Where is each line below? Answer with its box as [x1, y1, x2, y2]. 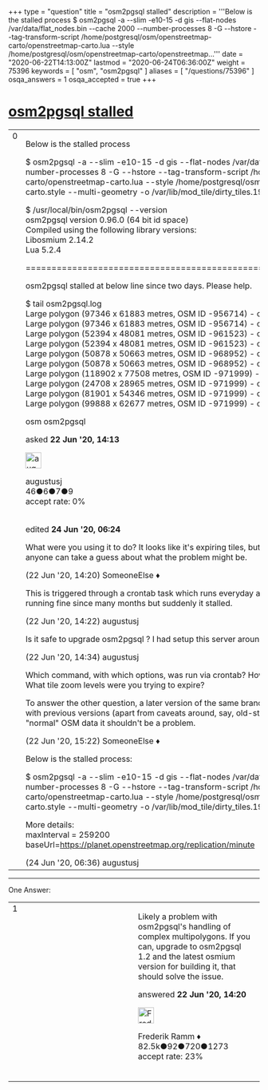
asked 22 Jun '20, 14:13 [25, 434, 120, 445]
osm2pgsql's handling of [138, 921, 231, 932]
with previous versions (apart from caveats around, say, [25, 707, 235, 718]
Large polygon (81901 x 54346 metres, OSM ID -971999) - [25, 387, 255, 398]
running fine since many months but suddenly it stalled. [25, 597, 233, 608]
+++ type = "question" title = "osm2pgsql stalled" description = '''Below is [8, 7, 253, 16]
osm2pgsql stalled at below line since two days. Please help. [25, 279, 253, 291]
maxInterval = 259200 [25, 829, 110, 840]
